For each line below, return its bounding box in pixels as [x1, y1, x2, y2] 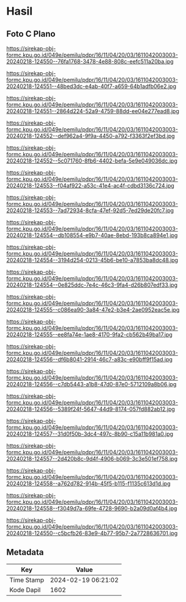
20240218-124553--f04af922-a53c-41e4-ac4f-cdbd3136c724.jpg [6, 182, 174, 189]
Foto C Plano [6, 29, 56, 39]
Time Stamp [9, 576, 45, 584]
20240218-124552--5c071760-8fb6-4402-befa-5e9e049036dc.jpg [6, 157, 177, 164]
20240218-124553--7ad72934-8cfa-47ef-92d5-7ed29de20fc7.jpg [6, 207, 174, 214]
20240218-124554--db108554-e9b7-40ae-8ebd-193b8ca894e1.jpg [6, 232, 178, 239]
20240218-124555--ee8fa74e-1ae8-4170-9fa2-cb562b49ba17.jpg [6, 331, 173, 338]
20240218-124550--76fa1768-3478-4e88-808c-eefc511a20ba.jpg [6, 58, 174, 65]
